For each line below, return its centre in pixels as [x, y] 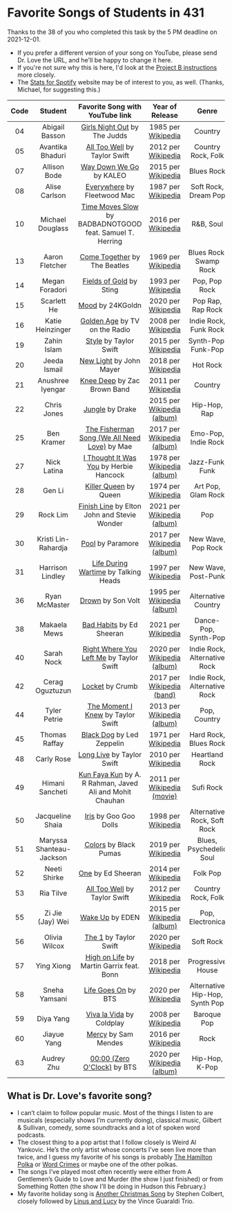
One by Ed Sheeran [110, 873]
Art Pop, [207, 486]
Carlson [53, 195]
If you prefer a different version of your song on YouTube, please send [117, 53]
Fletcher [53, 265]
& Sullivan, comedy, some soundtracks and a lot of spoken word [108, 1128]
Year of [165, 107]
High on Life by [110, 957]
